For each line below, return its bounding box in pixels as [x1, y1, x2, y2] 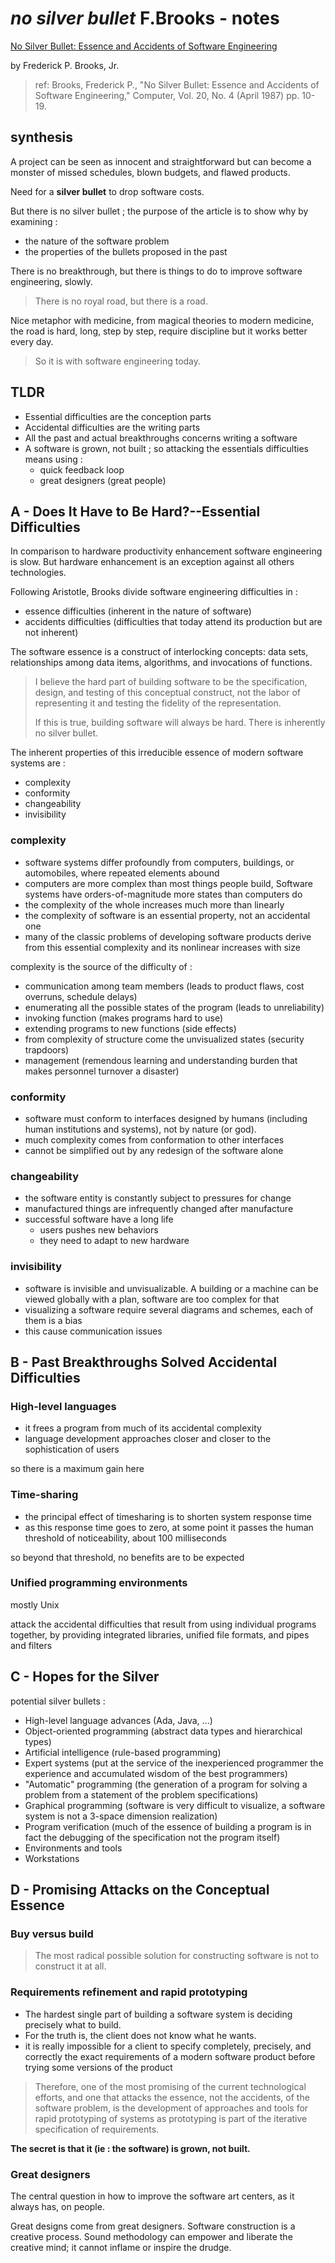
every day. [10, 335, 54, 347]
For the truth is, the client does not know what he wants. [24, 2029, 257, 2041]
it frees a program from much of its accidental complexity [24, 1422, 262, 1434]
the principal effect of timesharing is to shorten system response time [24, 1510, 312, 1522]
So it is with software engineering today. [34, 355, 202, 367]
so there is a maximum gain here [10, 1463, 145, 1475]
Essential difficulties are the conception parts [24, 410, 212, 422]
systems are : [10, 757, 66, 769]
